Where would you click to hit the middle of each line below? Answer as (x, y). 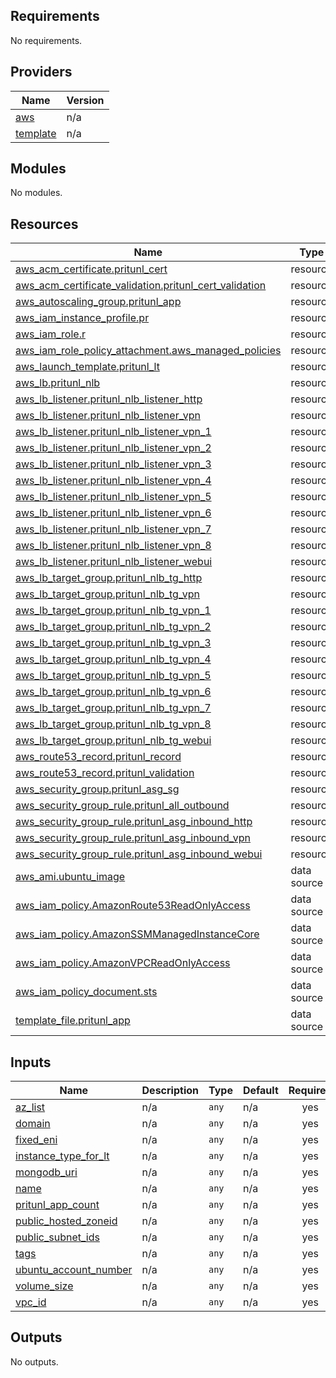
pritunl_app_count (57, 1205)
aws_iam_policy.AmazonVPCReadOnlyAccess (123, 963)
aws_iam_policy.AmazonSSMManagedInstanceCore (137, 934)
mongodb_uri (46, 1172)
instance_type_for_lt (62, 1156)
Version (85, 100)
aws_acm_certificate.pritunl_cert (91, 269)
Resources (44, 224)
